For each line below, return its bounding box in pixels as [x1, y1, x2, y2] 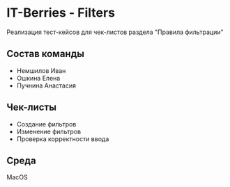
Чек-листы [6, 101, 57, 113]
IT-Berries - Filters [6, 5, 116, 21]
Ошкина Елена [16, 74, 61, 82]
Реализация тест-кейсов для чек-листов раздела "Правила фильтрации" [6, 28, 224, 36]
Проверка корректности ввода [16, 134, 109, 143]
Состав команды [6, 48, 85, 60]
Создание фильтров [16, 120, 77, 128]
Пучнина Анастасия [16, 81, 76, 90]
